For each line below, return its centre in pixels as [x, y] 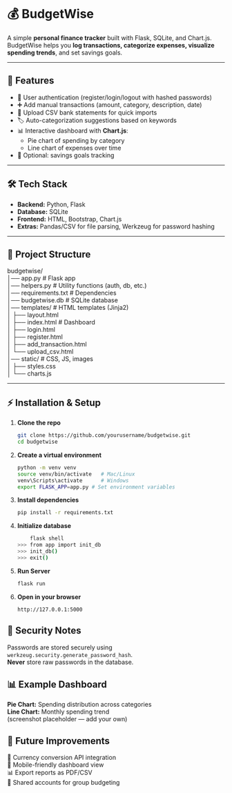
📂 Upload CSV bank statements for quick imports [87, 112]
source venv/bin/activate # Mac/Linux [76, 474]
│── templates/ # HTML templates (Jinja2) [68, 308]
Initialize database [44, 526]
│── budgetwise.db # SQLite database [63, 300]
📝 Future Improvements [59, 741]
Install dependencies [48, 500]
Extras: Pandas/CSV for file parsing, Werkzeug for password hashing [116, 226]
